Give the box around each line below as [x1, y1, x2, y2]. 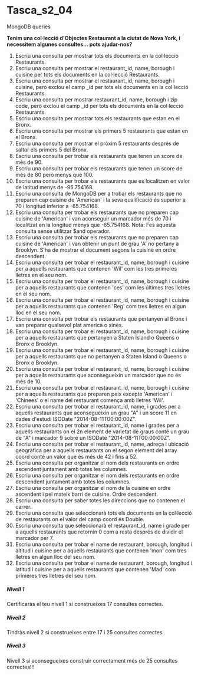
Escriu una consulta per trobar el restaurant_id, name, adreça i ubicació [15, 440, 189, 447]
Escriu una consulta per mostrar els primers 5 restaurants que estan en [15, 127, 188, 134]
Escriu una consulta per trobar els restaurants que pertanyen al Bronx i [15, 315, 187, 322]
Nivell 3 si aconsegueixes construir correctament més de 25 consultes [6, 657, 178, 664]
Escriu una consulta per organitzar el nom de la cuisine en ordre [15, 484, 171, 491]
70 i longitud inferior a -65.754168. [15, 202, 100, 209]
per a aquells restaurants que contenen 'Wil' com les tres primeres [15, 265, 177, 272]
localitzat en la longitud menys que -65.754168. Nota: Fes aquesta [15, 221, 176, 228]
